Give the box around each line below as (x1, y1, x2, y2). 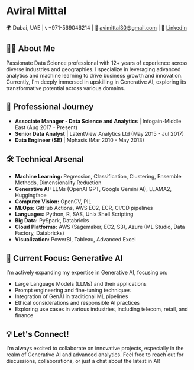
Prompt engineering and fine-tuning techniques (14, 286, 131, 294)
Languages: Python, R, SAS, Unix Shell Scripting (14, 210, 134, 218)
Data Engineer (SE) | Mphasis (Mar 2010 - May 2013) (14, 136, 145, 143)
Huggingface (14, 192, 47, 199)
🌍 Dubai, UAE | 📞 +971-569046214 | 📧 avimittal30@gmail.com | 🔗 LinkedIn (6, 24, 187, 31)
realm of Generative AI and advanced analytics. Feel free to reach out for (6, 351, 184, 358)
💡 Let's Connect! (6, 329, 69, 339)
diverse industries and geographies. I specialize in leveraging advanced (6, 65, 181, 72)
